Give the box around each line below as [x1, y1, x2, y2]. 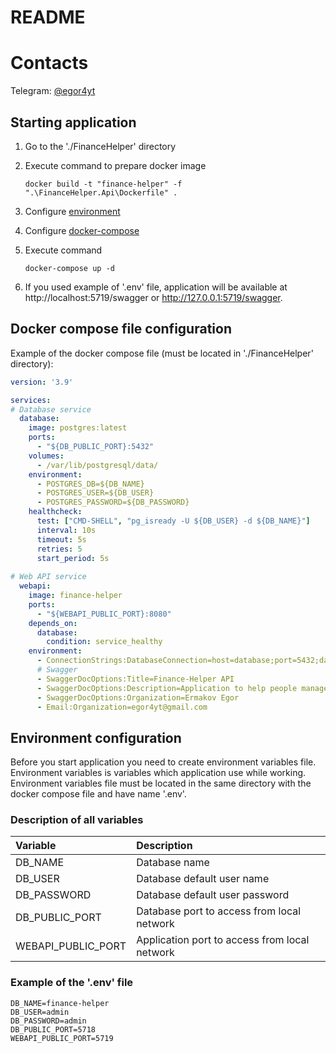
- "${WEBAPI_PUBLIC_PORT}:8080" [36, 609, 172, 619]
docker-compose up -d [24, 263, 115, 273]
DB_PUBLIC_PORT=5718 [10, 1024, 97, 1035]
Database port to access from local [136, 904, 302, 918]
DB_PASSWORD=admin [10, 1016, 87, 1026]
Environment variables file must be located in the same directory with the [10, 777, 312, 790]
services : [10, 395, 52, 405]
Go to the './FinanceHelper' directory [24, 140, 177, 152]
